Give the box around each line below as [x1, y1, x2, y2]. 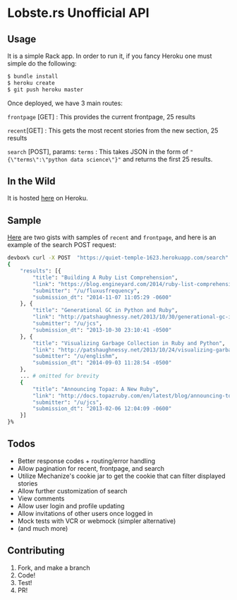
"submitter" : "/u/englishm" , [32, 353, 119, 360]
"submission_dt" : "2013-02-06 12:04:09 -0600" [32, 405, 172, 412]
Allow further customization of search [17, 486, 128, 495]
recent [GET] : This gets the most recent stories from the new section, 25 [7, 126, 219, 135]
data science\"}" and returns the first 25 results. [70, 155, 213, 163]
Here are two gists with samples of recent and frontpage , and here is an [7, 233, 217, 241]
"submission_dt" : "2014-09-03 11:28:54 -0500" [32, 359, 172, 366]
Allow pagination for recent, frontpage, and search [17, 464, 164, 472]
